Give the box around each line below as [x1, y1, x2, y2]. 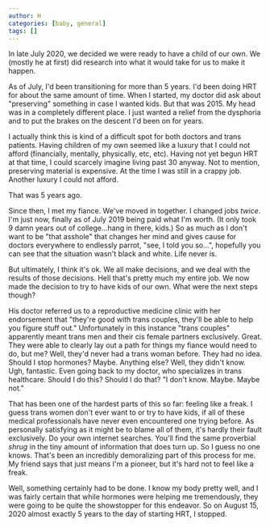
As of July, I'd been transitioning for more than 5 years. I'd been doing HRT [8, 82, 258, 91]
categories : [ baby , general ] [8, 19, 106, 27]
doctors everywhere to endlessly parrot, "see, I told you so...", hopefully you [8, 240, 261, 251]
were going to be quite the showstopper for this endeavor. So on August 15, [8, 500, 260, 510]
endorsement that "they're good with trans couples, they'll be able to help [8, 314, 254, 324]
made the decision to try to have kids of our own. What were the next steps [8, 282, 258, 292]
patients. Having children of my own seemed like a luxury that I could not [8, 141, 251, 150]
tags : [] [8, 27, 38, 35]
